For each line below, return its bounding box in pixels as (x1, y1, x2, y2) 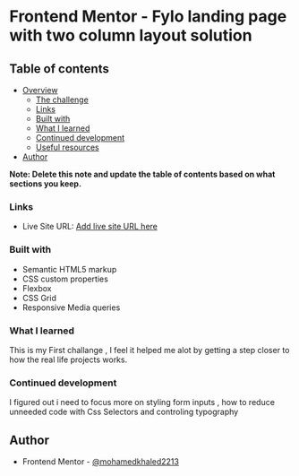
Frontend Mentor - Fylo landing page (9, 6, 287, 27)
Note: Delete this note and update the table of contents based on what (9, 169, 276, 179)
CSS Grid (21, 292, 56, 303)
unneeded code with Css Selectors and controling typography (9, 406, 239, 418)
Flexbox (21, 282, 52, 293)
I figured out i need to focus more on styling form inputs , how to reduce (9, 397, 276, 408)
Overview (21, 85, 58, 95)
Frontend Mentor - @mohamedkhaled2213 (21, 456, 179, 467)
